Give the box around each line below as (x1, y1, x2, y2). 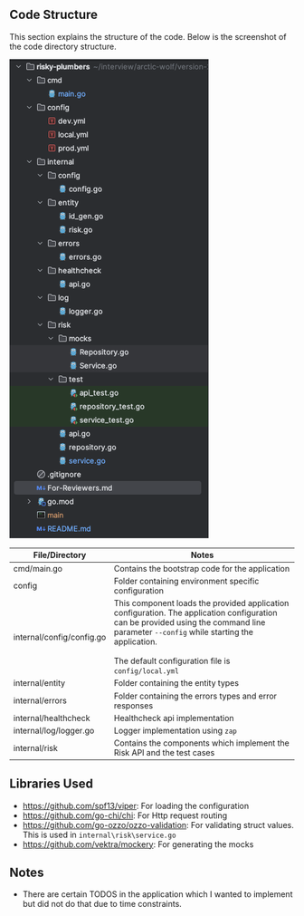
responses (113, 699, 154, 710)
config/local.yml (113, 667, 179, 676)
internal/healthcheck (13, 712, 90, 723)
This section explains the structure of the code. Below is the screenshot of (9, 31, 287, 42)
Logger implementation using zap (113, 725, 237, 737)
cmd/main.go (13, 563, 63, 574)
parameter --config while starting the (113, 627, 254, 638)
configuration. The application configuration (113, 607, 278, 619)
